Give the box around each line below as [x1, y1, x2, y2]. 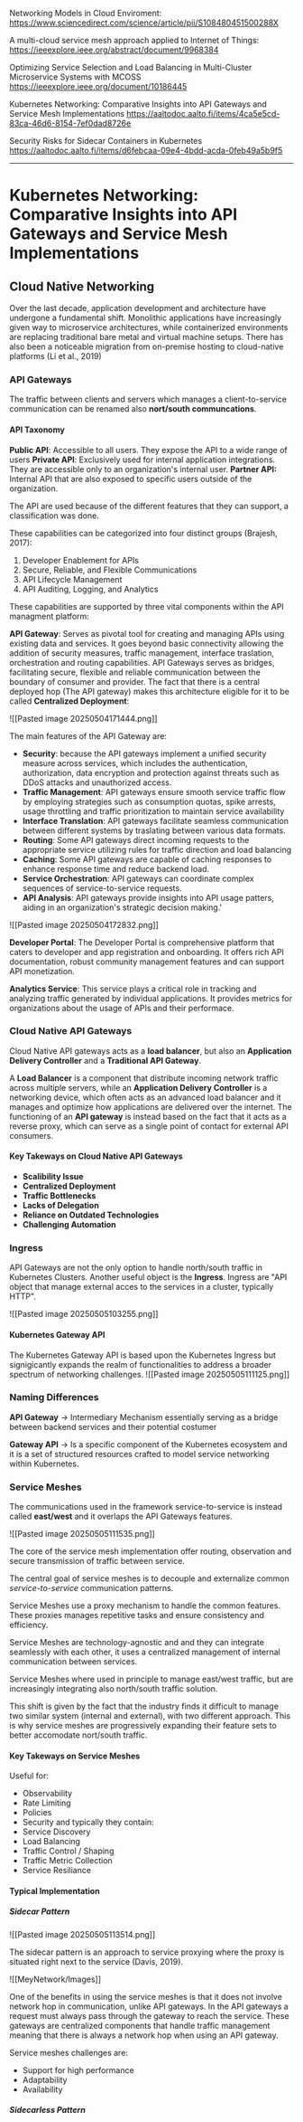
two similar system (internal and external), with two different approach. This [9, 1710, 291, 1721]
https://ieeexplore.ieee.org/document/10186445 [9, 81, 188, 91]
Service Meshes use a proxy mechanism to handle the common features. [9, 1600, 281, 1611]
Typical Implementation [9, 1885, 101, 1896]
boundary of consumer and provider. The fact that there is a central [9, 676, 260, 687]
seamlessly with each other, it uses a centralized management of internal [9, 1646, 281, 1658]
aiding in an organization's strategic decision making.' [22, 902, 223, 913]
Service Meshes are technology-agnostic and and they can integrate [9, 1637, 264, 1648]
